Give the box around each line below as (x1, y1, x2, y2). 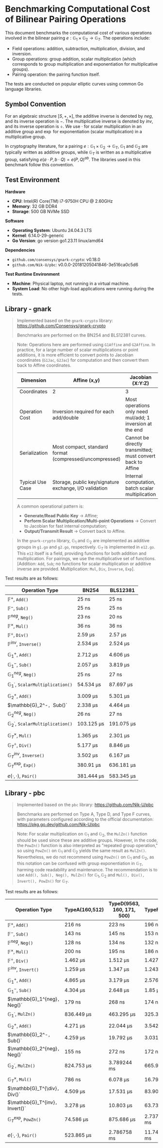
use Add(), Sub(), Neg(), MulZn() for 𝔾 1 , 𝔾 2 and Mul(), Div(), (16, 872, 145, 879)
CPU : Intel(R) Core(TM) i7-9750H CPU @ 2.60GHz (12, 198, 113, 204)
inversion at (125, 421, 152, 427)
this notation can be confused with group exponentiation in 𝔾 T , (16, 860, 143, 867)
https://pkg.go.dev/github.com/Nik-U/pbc (16, 822, 100, 828)
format (52, 450, 68, 457)
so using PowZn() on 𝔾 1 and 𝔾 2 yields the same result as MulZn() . (16, 848, 147, 855)
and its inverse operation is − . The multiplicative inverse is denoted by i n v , (5, 118, 153, 124)
